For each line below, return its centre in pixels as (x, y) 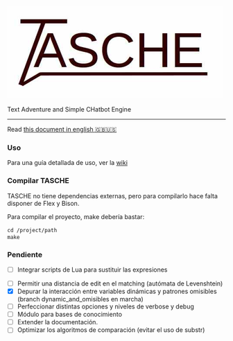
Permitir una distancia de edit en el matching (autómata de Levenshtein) (120, 283)
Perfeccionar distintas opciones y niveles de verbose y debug (105, 306)
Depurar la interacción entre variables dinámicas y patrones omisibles (117, 291)
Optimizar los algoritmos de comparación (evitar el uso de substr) (111, 330)
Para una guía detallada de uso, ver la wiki (68, 163)
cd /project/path (32, 230)
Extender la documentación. (58, 322)
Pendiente (25, 254)
